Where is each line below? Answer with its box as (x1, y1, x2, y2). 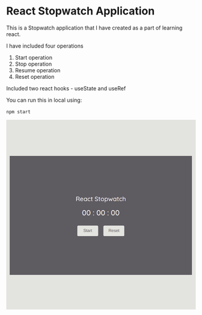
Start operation (14, 54, 53, 61)
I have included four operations (6, 42, 84, 49)
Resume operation (14, 66, 61, 73)
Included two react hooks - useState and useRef (6, 84, 126, 92)
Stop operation (14, 60, 52, 67)
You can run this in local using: (6, 96, 82, 104)
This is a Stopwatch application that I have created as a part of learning (6, 24, 183, 31)
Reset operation (14, 73, 55, 80)
